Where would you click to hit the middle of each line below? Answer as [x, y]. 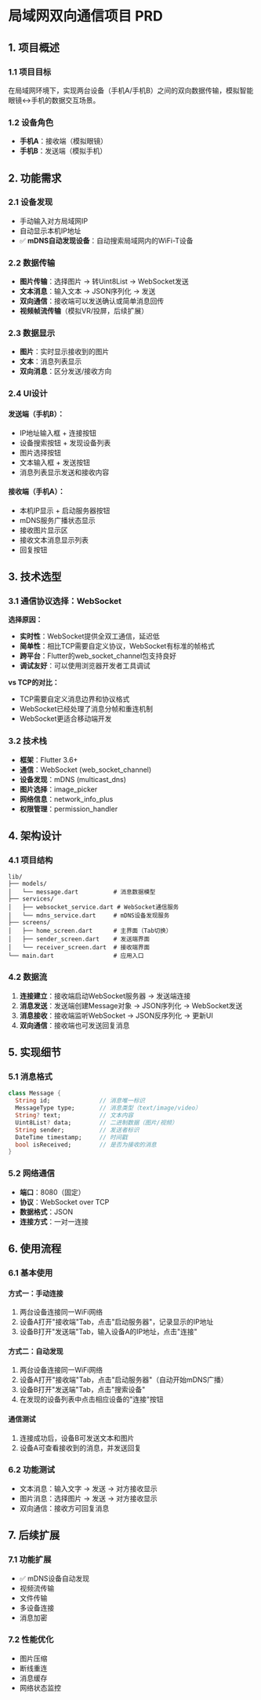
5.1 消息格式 [31, 1077]
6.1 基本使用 [31, 1273]
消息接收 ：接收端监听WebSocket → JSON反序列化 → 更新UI [116, 1015]
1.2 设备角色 [31, 122]
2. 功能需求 [35, 178]
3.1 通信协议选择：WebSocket [65, 601]
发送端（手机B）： [36, 414]
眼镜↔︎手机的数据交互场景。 [54, 100]
